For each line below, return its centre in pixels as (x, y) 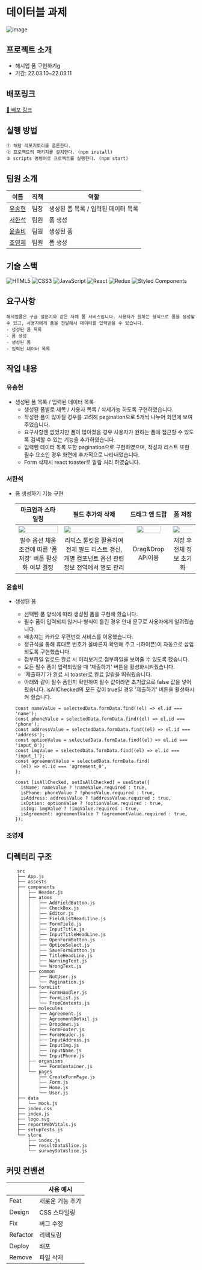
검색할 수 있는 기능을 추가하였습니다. (73, 439)
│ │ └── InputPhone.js (51, 1056)
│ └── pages (35, 1072)
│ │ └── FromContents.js (54, 1003)
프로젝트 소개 (29, 50)
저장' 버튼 (32, 558)
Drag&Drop (148, 549)
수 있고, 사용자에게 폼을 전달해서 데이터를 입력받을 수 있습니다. (75, 323)
